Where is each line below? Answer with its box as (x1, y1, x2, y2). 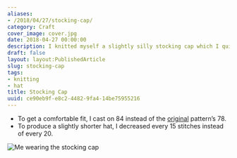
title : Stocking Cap (7, 88, 68, 96)
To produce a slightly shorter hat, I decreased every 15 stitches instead (17, 122, 224, 130)
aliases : (7, 10, 33, 18)
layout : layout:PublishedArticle (7, 56, 106, 63)
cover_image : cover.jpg (7, 29, 78, 37)
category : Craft (7, 23, 55, 30)
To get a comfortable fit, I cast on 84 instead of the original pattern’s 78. (17, 114, 227, 123)
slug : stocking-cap (7, 62, 65, 70)
